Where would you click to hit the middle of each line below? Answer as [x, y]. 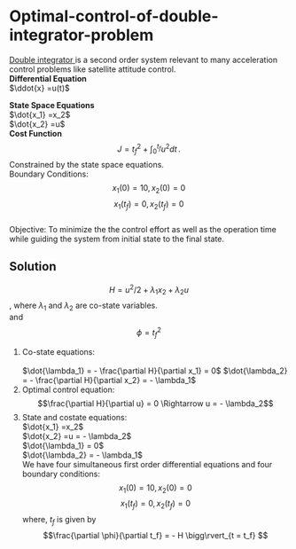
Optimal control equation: [68, 389]
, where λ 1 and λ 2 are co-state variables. [83, 306]
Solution [33, 267]
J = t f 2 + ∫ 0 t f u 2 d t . [149, 149]
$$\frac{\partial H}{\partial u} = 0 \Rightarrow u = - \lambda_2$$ [156, 403]
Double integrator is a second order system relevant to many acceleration [143, 59]
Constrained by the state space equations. [86, 165]
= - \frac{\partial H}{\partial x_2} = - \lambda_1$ [109, 380]
